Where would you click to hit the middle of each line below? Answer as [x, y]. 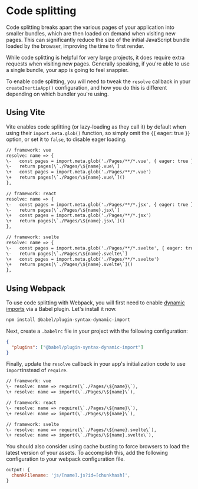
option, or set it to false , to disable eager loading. [66, 139]
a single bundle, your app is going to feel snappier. [67, 70]
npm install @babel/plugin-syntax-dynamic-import [68, 320]
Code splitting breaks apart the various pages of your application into [90, 27]
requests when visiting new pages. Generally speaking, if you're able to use [98, 64]
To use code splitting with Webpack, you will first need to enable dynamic [95, 303]
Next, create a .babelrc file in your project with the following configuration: [97, 331]
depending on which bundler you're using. [57, 94]
